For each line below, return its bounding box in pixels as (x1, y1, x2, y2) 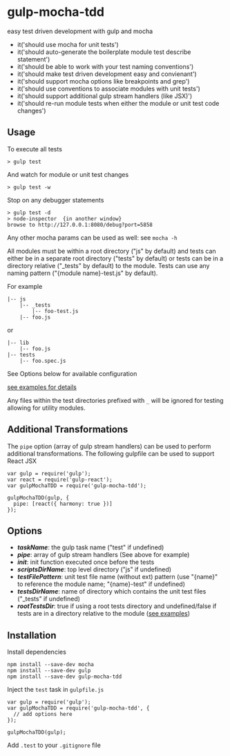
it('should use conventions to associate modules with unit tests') (17, 84, 200, 93)
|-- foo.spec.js (19, 357, 67, 364)
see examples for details (7, 383, 77, 391)
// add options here (13, 711, 73, 718)
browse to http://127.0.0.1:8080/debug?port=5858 (7, 221, 153, 228)
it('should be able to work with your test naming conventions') (17, 62, 194, 70)
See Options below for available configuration (7, 369, 137, 377)
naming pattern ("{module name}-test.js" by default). (7, 269, 158, 277)
